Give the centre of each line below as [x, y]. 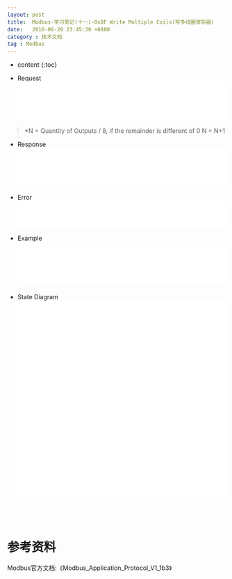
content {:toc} [37, 65]
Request [29, 78]
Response [32, 144]
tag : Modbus [26, 44]
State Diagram [38, 296]
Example [30, 238]
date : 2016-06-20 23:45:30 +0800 [59, 29]
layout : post [26, 15]
